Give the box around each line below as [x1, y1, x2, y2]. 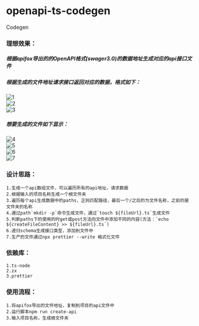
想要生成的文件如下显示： [6, 120, 68, 127]
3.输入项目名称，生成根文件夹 [6, 315, 69, 321]
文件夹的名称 [6, 204, 33, 210]
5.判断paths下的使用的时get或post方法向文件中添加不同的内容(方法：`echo [6, 216, 169, 222]
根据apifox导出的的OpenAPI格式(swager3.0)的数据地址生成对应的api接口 [6, 55, 187, 62]
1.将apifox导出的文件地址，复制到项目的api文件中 [6, 302, 115, 309]
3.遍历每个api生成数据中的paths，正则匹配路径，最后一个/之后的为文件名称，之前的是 [6, 197, 189, 204]
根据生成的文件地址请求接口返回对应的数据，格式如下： [6, 78, 141, 85]
